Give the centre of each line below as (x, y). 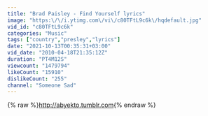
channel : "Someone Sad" (42, 85)
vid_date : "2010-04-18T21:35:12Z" (58, 53)
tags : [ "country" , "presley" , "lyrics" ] (64, 40)
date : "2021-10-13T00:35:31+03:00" (59, 46)
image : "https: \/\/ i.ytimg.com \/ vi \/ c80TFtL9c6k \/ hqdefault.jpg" (104, 20)
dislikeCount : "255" (37, 79)
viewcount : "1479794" (39, 66)
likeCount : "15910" (36, 72)
